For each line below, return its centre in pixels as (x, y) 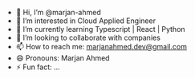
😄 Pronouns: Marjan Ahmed (63, 58)
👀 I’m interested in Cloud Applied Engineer (86, 21)
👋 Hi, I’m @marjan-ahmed (59, 12)
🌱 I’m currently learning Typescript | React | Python (101, 29)
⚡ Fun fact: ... (38, 67)
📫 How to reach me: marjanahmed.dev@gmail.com (101, 47)
